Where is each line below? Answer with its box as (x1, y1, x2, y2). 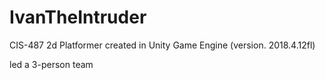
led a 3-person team (9, 58, 94, 70)
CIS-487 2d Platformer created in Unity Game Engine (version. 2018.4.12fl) (9, 39, 316, 51)
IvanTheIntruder (9, 6, 147, 29)
